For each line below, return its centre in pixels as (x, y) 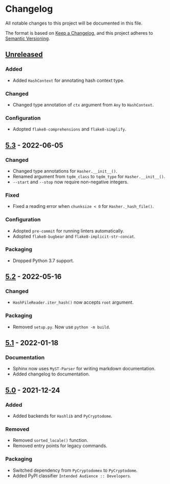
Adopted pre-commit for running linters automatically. (68, 230)
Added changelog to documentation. (51, 374)
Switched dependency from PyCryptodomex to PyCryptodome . (75, 470)
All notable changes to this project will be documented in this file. (74, 23)
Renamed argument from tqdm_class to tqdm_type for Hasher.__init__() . (89, 176)
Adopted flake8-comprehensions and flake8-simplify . (69, 129)
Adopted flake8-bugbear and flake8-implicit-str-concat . (74, 236)
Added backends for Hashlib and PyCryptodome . (62, 416)
